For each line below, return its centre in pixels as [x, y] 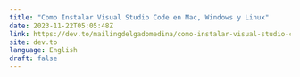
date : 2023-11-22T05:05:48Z [62, 26]
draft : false [33, 58]
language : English [43, 50]
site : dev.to [33, 42]
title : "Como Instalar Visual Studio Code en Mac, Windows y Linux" [139, 17]
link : [19, 34]
